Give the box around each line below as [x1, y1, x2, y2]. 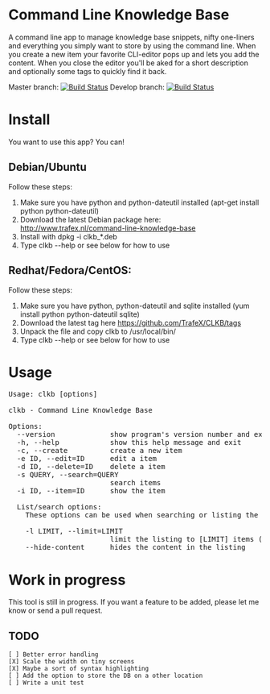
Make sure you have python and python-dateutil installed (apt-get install [19, 197, 260, 207]
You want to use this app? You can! [8, 137, 125, 147]
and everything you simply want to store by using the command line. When [8, 40, 256, 50]
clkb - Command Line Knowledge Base [8, 405, 153, 415]
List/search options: [16, 502, 102, 512]
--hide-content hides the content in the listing [25, 542, 247, 552]
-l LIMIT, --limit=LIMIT [25, 526, 123, 536]
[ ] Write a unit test [8, 679, 84, 687]
